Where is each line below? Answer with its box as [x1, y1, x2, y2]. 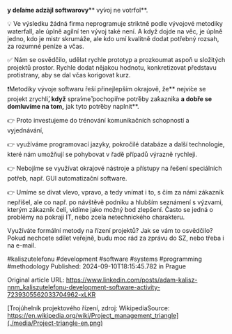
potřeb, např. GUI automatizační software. [7, 174, 127, 182]
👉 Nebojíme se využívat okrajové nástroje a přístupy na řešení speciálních [7, 164, 222, 172]
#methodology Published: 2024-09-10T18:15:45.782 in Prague [7, 262, 187, 271]
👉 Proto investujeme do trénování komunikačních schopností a [7, 116, 190, 124]
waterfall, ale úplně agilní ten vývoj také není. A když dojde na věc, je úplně [7, 27, 223, 36]
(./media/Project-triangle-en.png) [7, 319, 103, 327]
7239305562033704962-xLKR [7, 291, 96, 298]
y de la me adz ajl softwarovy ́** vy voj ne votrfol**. [7, 6, 148, 14]
